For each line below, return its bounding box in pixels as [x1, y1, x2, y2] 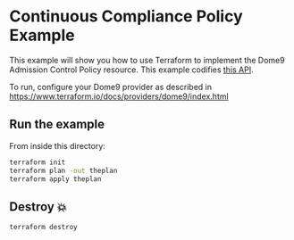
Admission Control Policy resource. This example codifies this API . [9, 64, 255, 75]
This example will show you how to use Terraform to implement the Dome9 [9, 54, 285, 65]
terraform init [9, 158, 66, 167]
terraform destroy [9, 223, 78, 232]
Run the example [9, 117, 105, 132]
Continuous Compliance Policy [9, 6, 243, 27]
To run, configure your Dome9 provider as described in [9, 81, 213, 92]
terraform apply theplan [9, 174, 102, 184]
